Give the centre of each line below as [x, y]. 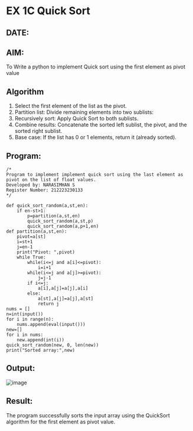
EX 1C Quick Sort [48, 11]
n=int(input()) [25, 314]
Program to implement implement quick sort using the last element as [95, 175]
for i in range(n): [30, 319]
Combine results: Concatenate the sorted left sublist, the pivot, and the [101, 125]
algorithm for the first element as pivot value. [61, 422]
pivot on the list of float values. [51, 180]
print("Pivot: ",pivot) [46, 252]
